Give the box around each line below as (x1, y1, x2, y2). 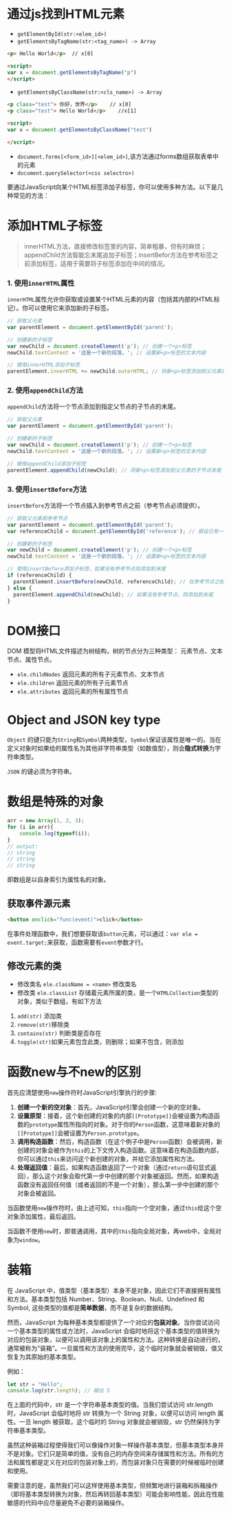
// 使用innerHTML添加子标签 (7, 362, 80, 368)
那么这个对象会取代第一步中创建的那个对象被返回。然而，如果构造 (32, 1171, 219, 1180)
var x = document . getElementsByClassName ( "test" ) (7, 127, 153, 134)
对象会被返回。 (16, 1189, 60, 1197)
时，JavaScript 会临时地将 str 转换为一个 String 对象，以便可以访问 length (7, 1409, 217, 1417)
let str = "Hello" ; (7, 1381, 63, 1388)
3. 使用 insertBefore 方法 (7, 484, 87, 494)
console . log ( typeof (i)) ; (19, 830, 91, 837)
